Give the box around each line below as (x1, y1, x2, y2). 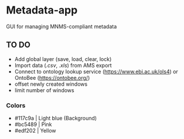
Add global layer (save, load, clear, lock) (14, 55, 112, 62)
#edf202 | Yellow (14, 127, 56, 134)
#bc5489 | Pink (14, 121, 52, 128)
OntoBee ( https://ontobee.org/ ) (14, 74, 90, 81)
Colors (6, 101, 26, 109)
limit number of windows (14, 86, 74, 94)
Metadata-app (6, 4, 78, 17)
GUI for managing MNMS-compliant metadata (6, 23, 117, 30)
